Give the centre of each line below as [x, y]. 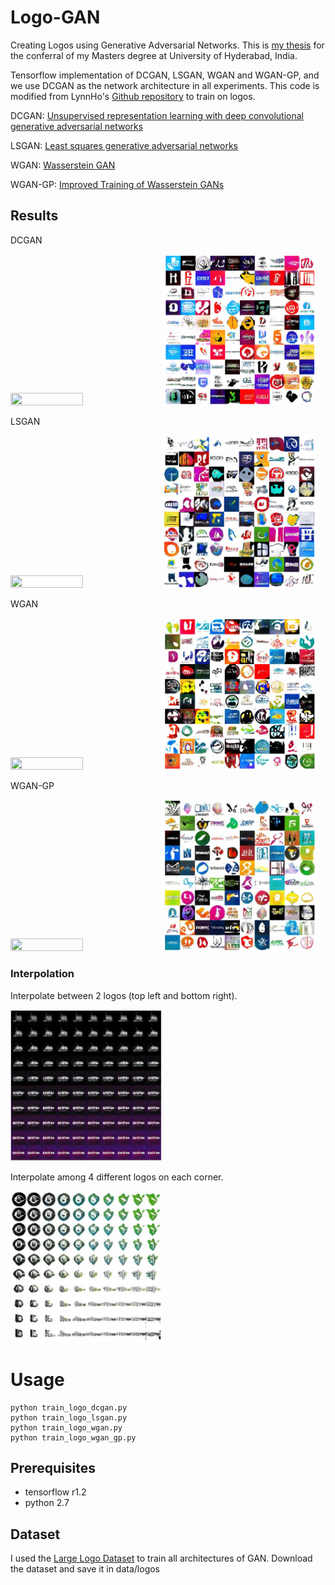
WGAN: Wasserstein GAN [63, 165]
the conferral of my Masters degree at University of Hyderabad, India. [154, 55]
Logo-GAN [55, 17]
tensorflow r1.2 [55, 1492]
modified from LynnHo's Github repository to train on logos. [133, 96]
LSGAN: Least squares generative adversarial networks [124, 145]
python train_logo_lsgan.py [69, 1417]
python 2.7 [47, 1503]
